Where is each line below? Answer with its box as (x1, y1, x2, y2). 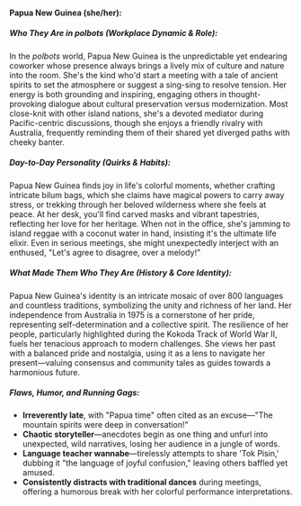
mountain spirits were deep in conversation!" (22, 420, 189, 430)
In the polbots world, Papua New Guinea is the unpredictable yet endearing (9, 50, 288, 61)
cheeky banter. (9, 136, 65, 148)
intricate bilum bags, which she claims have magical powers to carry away (9, 189, 285, 200)
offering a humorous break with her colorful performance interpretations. (22, 486, 294, 497)
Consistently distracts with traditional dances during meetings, (22, 477, 262, 488)
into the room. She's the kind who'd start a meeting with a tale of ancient (9, 69, 279, 80)
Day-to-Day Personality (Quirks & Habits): (9, 158, 171, 168)
